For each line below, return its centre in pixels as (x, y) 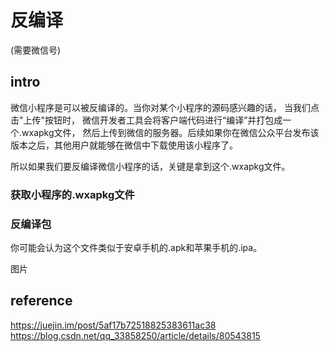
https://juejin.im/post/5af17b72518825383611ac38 (113, 325)
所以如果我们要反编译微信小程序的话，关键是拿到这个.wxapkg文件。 (150, 166)
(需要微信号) (36, 50)
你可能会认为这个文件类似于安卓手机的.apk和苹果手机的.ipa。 (136, 247)
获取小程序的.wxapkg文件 (72, 194)
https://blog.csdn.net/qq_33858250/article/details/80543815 (135, 335)
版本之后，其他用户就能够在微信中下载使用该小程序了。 (124, 145)
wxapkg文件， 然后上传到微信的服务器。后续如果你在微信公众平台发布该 (170, 132)
